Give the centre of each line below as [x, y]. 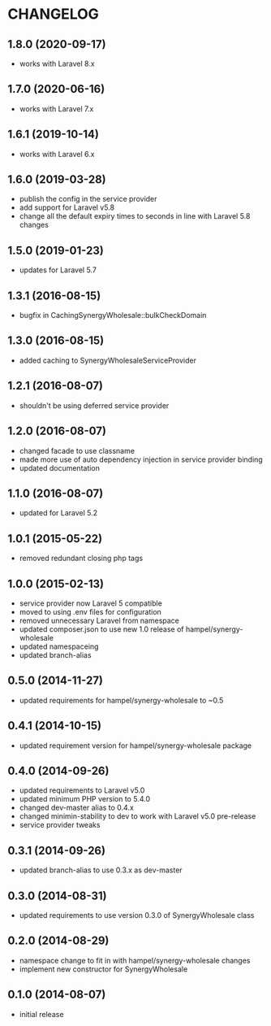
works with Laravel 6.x [57, 154]
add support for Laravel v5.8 [67, 207]
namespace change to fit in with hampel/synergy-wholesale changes [135, 960]
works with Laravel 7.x [56, 109]
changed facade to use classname [77, 450]
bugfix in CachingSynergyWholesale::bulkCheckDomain [113, 315]
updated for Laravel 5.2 [58, 513]
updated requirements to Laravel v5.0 [82, 790]
